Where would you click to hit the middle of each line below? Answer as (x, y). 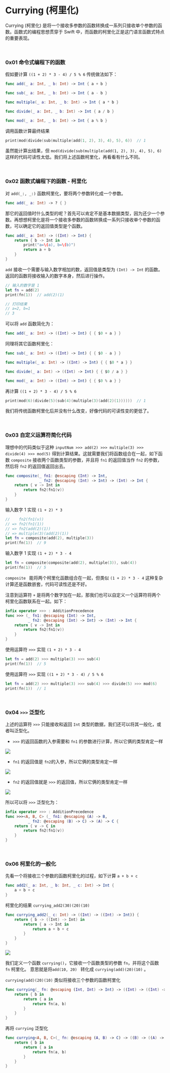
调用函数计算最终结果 (27, 131)
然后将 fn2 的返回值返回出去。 (37, 466)
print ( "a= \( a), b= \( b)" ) (50, 245)
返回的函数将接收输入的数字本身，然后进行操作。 (56, 276)
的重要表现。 (18, 38)
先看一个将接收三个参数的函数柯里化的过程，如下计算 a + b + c (72, 876)
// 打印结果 (16, 304)
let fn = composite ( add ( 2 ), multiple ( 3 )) (50, 538)
